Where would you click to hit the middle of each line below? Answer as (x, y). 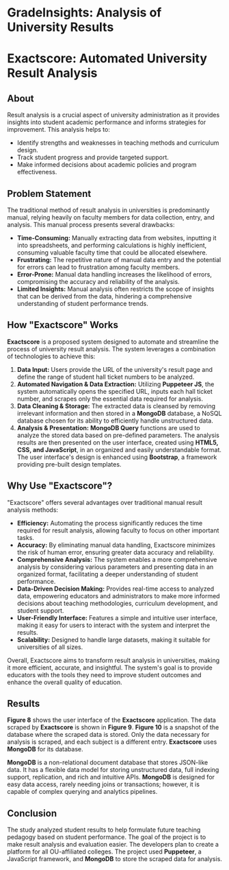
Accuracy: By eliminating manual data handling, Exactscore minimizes (116, 545)
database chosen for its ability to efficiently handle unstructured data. (115, 421)
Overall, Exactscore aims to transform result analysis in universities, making (113, 660)
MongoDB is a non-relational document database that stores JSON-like (108, 762)
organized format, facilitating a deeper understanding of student (107, 574)
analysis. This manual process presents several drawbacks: (91, 225)
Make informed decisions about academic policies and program (107, 165)
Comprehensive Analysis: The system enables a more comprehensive (117, 559)
